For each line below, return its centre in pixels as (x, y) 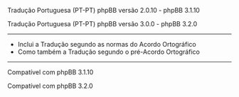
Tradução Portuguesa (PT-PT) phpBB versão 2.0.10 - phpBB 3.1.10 (104, 10)
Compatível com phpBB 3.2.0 (51, 86)
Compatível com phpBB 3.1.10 (51, 72)
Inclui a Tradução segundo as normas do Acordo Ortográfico (107, 44)
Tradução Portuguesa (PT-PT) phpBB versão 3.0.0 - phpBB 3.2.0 (102, 24)
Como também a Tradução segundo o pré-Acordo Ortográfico (109, 52)
